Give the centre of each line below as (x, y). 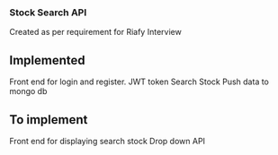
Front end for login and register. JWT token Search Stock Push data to (139, 82)
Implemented (47, 60)
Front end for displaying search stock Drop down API (107, 141)
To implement (49, 120)
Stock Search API (48, 13)
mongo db (28, 91)
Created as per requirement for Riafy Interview (95, 32)
